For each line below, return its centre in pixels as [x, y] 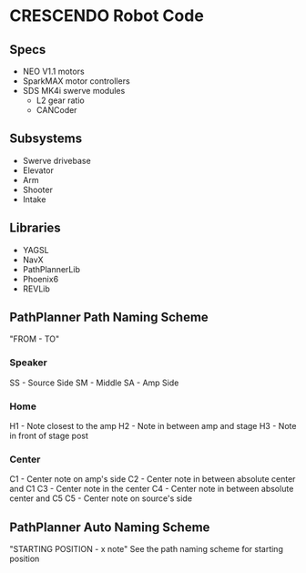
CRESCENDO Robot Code [107, 16]
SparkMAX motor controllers [76, 81]
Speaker [28, 363]
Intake [34, 199]
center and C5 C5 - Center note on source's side [101, 498]
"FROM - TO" [35, 339]
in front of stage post [49, 436]
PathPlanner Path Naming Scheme [109, 317]
